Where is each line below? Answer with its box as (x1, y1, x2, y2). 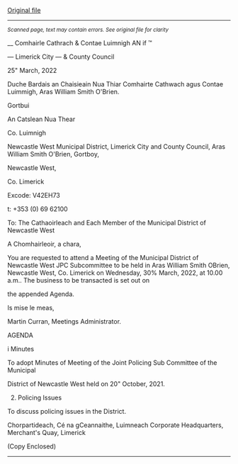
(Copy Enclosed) (7, 442, 57, 451)
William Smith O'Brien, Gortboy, (7, 150, 100, 158)
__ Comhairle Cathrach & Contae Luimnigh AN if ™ (7, 39, 152, 47)
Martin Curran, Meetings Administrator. (7, 317, 122, 325)
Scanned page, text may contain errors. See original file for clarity (7, 26, 169, 33)
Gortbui (7, 101, 30, 109)
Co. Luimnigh (7, 129, 46, 137)
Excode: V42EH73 (7, 191, 60, 199)
